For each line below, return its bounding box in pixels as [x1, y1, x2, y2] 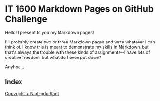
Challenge [5, 14, 48, 25]
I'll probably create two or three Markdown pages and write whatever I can [5, 39, 155, 44]
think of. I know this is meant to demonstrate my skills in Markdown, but [5, 44, 149, 50]
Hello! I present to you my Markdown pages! [5, 29, 94, 35]
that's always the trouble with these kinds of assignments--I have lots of [5, 49, 150, 55]
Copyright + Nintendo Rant [5, 90, 59, 96]
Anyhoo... [5, 64, 24, 70]
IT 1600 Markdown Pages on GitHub [5, 3, 154, 14]
